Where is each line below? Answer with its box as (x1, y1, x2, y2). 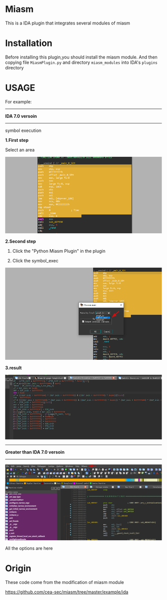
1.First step (5, 137, 29, 143)
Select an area (5, 146, 35, 153)
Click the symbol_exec (12, 258, 59, 264)
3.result (5, 365, 22, 371)
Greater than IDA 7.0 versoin (5, 449, 65, 455)
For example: (5, 98, 32, 104)
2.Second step (5, 238, 36, 244)
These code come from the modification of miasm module (5, 579, 124, 585)
